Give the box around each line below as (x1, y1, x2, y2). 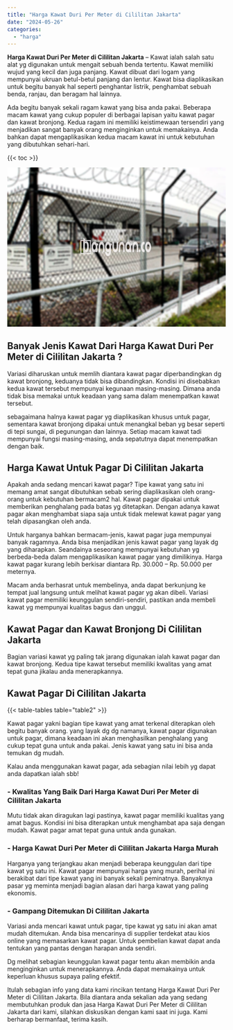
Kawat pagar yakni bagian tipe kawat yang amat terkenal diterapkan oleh (7, 719, 216, 728)
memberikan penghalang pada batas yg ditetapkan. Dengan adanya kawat (7, 503, 220, 511)
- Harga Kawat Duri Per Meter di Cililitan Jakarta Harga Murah (7, 843, 218, 853)
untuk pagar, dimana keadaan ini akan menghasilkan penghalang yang (7, 734, 208, 743)
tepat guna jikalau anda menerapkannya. (7, 667, 123, 676)
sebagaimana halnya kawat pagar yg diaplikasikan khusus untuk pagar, (7, 412, 211, 421)
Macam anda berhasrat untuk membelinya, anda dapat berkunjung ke (7, 581, 207, 589)
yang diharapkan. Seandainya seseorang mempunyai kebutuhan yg (7, 546, 200, 554)
